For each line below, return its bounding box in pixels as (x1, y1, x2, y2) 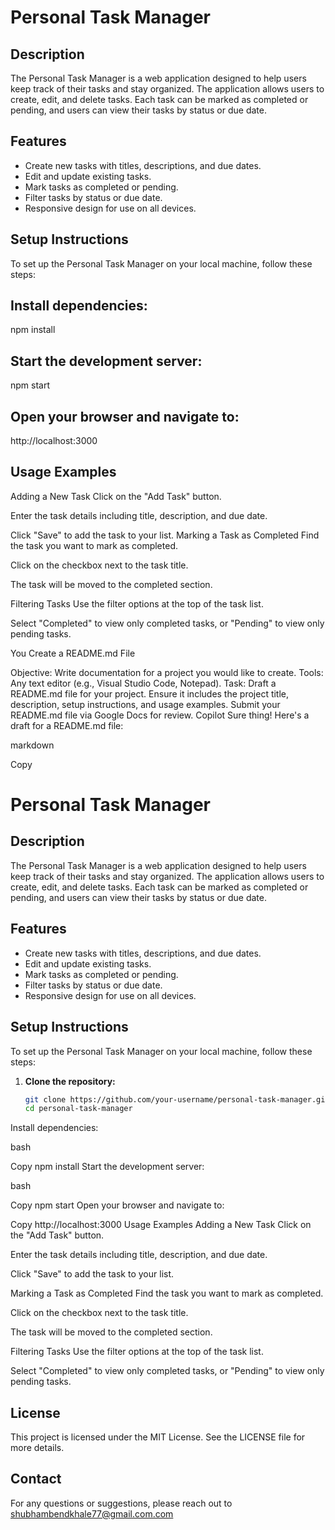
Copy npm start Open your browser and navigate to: (10, 1199, 225, 1211)
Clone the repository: (24, 1075, 116, 1087)
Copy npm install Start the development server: (10, 1161, 205, 1173)
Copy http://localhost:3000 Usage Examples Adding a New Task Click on (10, 1219, 312, 1231)
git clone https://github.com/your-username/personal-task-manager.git (24, 1094, 330, 1105)
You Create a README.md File (10, 647, 136, 659)
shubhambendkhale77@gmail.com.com (10, 1507, 174, 1520)
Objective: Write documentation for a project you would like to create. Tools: (10, 666, 324, 678)
